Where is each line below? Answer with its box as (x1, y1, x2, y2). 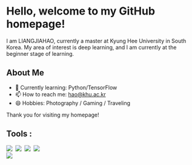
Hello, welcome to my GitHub (6, 4, 156, 18)
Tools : (6, 129, 32, 139)
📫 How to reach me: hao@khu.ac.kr (15, 90, 106, 98)
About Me (6, 68, 44, 78)
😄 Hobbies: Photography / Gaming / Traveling (15, 99, 131, 107)
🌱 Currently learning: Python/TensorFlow (15, 84, 118, 91)
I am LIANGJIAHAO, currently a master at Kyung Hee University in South (6, 37, 187, 44)
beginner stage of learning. (6, 50, 74, 57)
